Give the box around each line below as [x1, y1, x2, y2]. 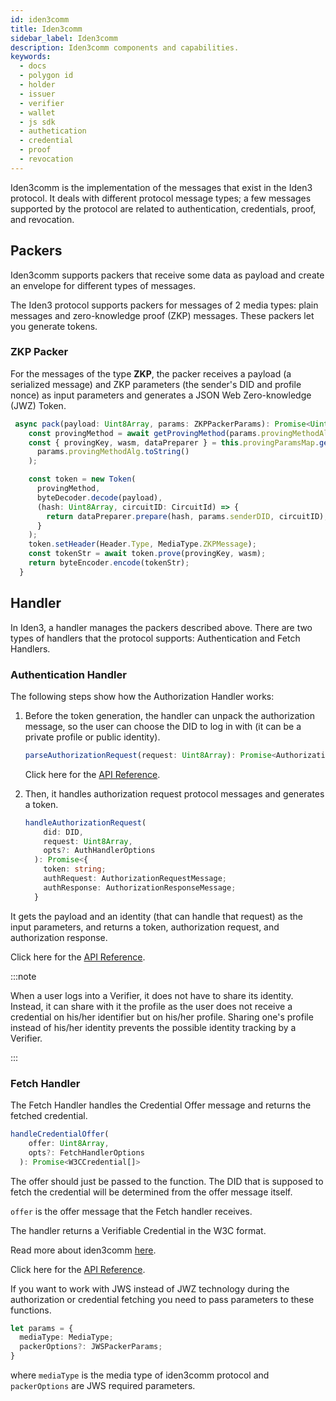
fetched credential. [10, 1110, 88, 1122]
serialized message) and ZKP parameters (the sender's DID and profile [10, 378, 302, 390]
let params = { [10, 1323, 74, 1333]
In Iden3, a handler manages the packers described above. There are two [10, 621, 313, 633]
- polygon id [19, 71, 74, 81]
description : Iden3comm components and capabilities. [10, 42, 240, 53]
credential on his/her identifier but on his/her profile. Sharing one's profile [10, 1011, 314, 1023]
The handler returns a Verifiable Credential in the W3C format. [10, 1224, 267, 1236]
